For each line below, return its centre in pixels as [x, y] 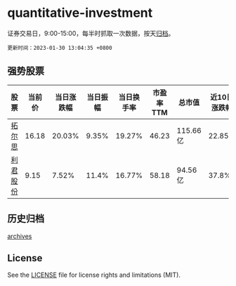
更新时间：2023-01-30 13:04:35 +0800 [60, 48]
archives [20, 236]
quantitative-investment [80, 13]
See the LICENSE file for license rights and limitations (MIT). [94, 275]
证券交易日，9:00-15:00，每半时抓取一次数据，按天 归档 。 [91, 33]
